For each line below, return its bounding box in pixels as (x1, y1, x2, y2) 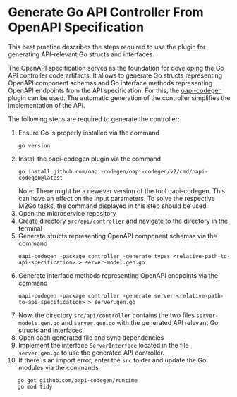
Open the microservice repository (18, 209, 117, 217)
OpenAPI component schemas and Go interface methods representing (8, 78, 213, 87)
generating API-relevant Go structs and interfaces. (8, 50, 154, 59)
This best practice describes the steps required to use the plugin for (8, 42, 206, 51)
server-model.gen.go (85, 259, 145, 266)
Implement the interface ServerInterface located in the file (18, 341, 189, 349)
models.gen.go (18, 319, 60, 326)
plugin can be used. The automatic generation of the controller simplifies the (8, 93, 231, 102)
